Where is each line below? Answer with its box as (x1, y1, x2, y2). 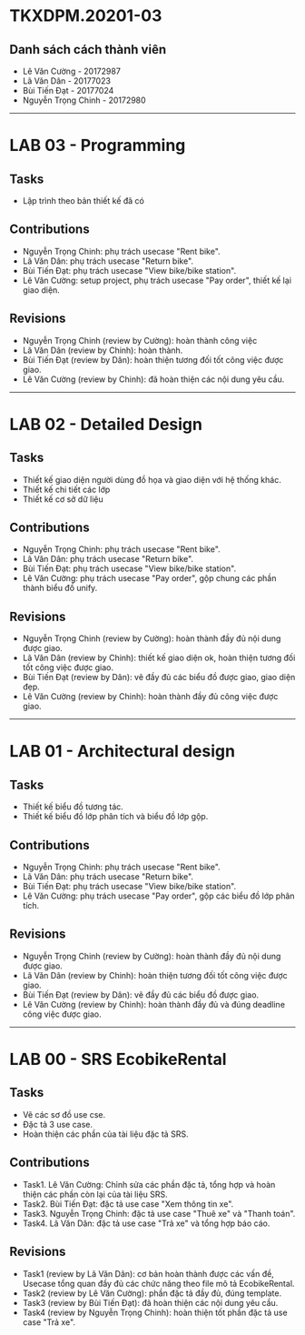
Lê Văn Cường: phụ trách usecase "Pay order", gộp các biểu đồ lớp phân (22, 890, 295, 901)
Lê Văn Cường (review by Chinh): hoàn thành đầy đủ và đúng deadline (22, 999, 286, 1009)
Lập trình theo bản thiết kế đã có (22, 196, 145, 206)
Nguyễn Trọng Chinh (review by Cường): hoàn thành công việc (22, 335, 258, 346)
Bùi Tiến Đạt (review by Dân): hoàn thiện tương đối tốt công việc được (22, 354, 284, 365)
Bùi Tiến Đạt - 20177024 (22, 85, 114, 95)
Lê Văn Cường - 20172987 (22, 65, 121, 76)
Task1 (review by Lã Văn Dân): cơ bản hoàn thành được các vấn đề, (22, 1268, 274, 1279)
